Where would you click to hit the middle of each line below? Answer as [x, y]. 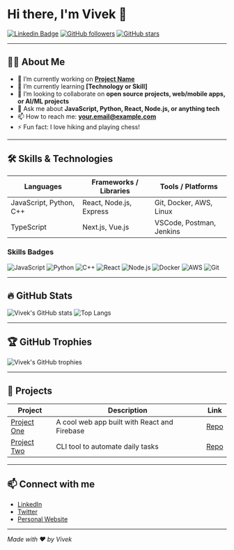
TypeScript [29, 227]
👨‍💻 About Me [36, 62]
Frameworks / [115, 182]
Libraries [115, 191]
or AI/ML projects [43, 101]
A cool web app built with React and [115, 422]
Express [96, 211]
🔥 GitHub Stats [40, 296]
